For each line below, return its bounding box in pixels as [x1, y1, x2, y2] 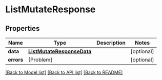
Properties [5, 24, 40, 33]
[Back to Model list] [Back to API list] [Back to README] [5, 69, 123, 75]
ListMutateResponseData [28, 48, 92, 55]
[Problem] [28, 56, 53, 63]
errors [8, 56, 24, 63]
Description [96, 39, 126, 46]
